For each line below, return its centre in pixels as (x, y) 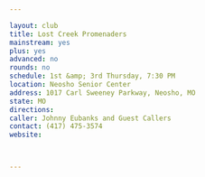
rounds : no (30, 68)
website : (26, 135)
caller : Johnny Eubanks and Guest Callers (90, 118)
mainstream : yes (40, 42)
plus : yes (28, 51)
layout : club (34, 25)
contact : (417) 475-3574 (56, 126)
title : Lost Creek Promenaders (68, 34)
